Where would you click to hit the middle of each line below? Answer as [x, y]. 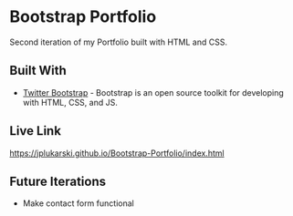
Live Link [36, 131]
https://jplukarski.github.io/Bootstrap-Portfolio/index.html [117, 153]
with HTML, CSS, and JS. [70, 102]
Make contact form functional [78, 203]
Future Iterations [58, 181]
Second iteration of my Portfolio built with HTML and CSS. [119, 42]
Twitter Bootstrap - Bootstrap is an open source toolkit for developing [153, 92]
